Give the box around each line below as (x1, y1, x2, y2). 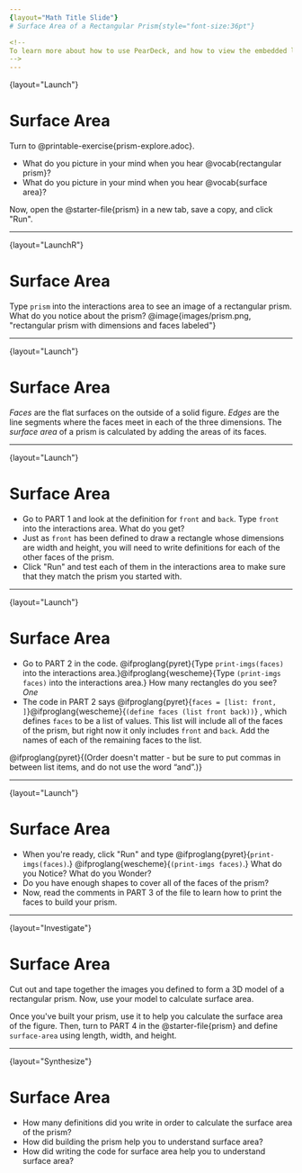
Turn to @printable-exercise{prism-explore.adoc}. (9, 140, 195, 151)
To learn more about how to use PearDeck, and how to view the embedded (9, 46, 288, 55)
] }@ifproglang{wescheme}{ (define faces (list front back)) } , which (22, 706, 288, 717)
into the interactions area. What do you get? (22, 523, 185, 534)
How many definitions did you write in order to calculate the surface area (22, 1117, 293, 1128)
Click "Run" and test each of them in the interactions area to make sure (22, 561, 286, 572)
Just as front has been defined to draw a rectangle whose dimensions (22, 532, 285, 543)
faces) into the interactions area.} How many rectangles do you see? (22, 677, 277, 688)
